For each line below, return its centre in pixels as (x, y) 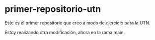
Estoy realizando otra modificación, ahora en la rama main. (65, 32)
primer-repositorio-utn (53, 9)
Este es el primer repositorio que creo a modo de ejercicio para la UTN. (77, 23)
